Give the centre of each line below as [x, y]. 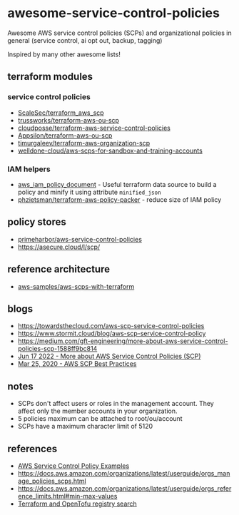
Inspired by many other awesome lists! [64, 54]
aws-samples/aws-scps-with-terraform [76, 286]
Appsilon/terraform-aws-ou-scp [65, 135]
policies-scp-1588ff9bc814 [57, 349]
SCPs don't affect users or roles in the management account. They [116, 404]
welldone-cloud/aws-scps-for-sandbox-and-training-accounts [110, 151]
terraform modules [50, 77]
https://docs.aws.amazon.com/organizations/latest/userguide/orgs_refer [124, 488]
